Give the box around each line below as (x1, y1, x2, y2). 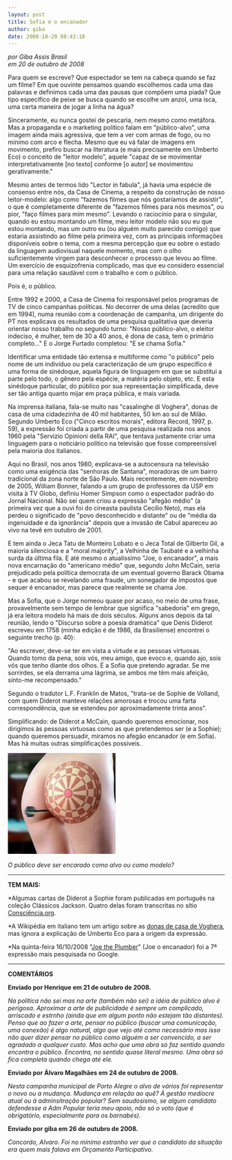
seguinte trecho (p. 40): (8, 633, 75, 641)
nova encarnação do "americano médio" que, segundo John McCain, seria (8, 561, 220, 570)
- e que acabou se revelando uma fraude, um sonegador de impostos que (8, 576, 218, 584)
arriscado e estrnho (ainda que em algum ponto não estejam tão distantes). (8, 1011, 224, 1020)
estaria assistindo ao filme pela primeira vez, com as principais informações (8, 232, 223, 241)
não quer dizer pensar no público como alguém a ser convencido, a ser (8, 1033, 212, 1041)
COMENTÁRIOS (8, 970, 54, 979)
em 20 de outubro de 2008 (8, 60, 85, 68)
